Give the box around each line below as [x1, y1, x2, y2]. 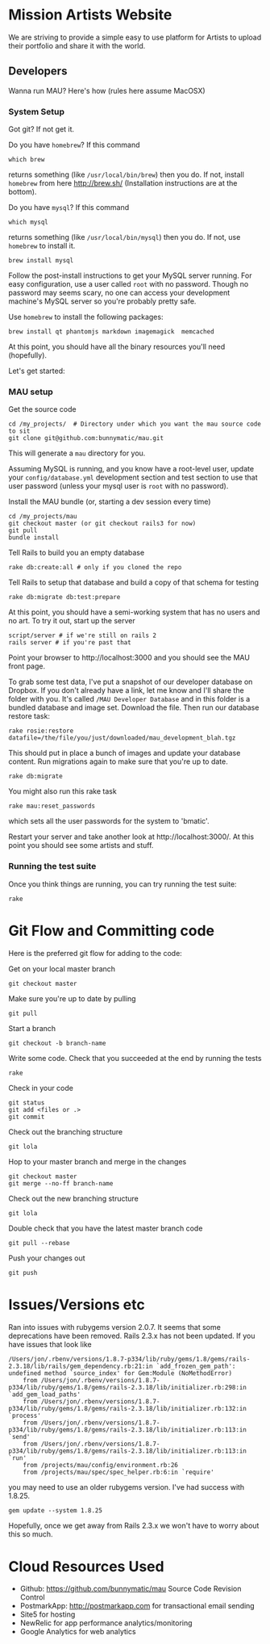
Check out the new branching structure [8, 1193, 139, 1203]
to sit [8, 427, 31, 435]
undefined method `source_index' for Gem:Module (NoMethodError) [8, 1369, 232, 1378]
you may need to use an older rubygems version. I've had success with [8, 1482, 245, 1491]
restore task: [8, 711, 51, 721]
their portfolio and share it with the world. [8, 40, 146, 50]
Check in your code [8, 1083, 74, 1093]
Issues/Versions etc [8, 1295, 145, 1314]
